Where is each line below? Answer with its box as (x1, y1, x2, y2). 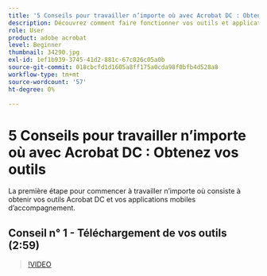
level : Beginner (8, 41, 62, 49)
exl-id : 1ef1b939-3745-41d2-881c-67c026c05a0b (8, 56, 165, 64)
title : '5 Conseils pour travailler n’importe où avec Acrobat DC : (8, 11, 240, 20)
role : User (8, 26, 44, 34)
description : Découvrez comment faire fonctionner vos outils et (8, 19, 229, 27)
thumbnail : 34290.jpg (8, 48, 80, 56)
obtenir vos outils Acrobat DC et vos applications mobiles (8, 195, 196, 205)
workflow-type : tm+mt (8, 71, 80, 79)
